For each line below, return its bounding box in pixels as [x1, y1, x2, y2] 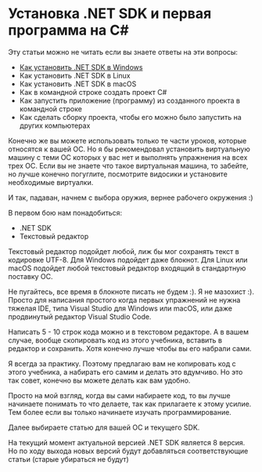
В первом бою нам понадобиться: [8, 208, 123, 217]
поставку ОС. [8, 271, 53, 281]
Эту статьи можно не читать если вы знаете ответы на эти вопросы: [8, 47, 239, 56]
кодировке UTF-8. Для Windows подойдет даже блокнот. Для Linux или [8, 255, 248, 264]
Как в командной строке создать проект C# [19, 87, 167, 96]
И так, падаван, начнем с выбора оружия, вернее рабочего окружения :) [8, 193, 253, 202]
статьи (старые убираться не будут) [8, 454, 129, 463]
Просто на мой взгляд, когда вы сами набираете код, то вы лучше [8, 390, 231, 400]
